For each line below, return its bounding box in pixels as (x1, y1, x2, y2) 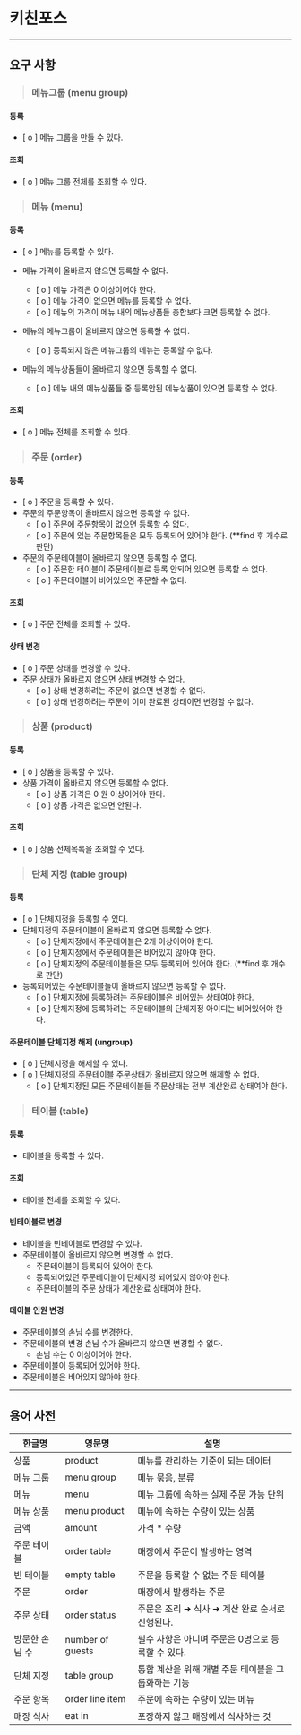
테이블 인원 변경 (9, 1305, 64, 1316)
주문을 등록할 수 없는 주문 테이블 (137, 1568, 266, 1581)
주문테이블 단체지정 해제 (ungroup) (9, 1036, 133, 1047)
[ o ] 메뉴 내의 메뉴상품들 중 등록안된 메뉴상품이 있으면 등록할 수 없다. (35, 382, 278, 393)
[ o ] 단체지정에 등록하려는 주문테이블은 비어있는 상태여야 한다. (35, 992, 254, 1002)
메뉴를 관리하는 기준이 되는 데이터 (137, 1455, 271, 1467)
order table (64, 1544, 112, 1557)
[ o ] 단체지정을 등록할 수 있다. (21, 913, 128, 923)
